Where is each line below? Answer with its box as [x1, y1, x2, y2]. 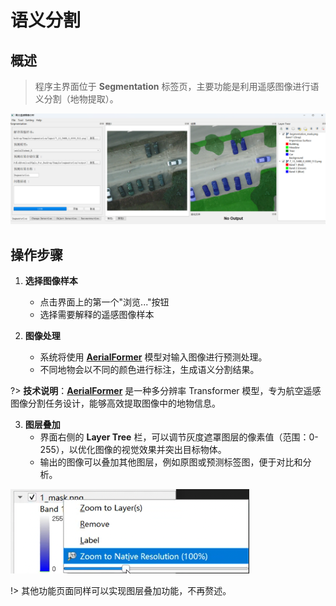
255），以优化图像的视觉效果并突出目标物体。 [39, 444, 227, 455]
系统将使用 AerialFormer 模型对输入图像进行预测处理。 [39, 351, 268, 363]
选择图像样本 [24, 275, 78, 286]
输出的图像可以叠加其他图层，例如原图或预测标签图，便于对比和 [39, 456, 303, 468]
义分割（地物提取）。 [34, 93, 119, 105]
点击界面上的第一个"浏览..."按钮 [39, 296, 170, 308]
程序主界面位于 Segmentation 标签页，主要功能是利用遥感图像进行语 [34, 81, 320, 92]
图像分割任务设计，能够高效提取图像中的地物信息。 [10, 397, 221, 409]
